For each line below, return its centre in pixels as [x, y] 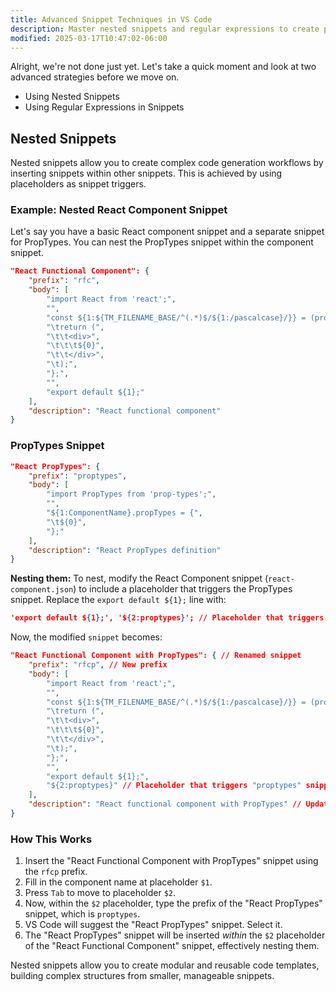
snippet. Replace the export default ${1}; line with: [118, 600]
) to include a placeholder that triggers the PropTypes [183, 589]
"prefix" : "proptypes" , [78, 476]
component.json [42, 590]
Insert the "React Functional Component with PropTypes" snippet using [171, 861]
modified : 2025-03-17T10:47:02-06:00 [89, 38]
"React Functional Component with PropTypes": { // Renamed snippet [156, 656]
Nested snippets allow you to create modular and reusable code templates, [165, 965]
